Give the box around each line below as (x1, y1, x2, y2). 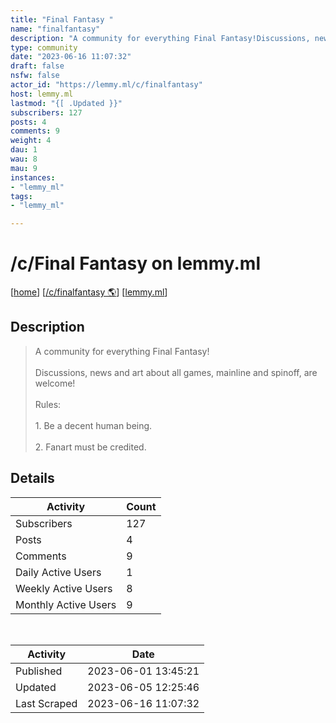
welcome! (34, 377, 76, 389)
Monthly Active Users (15, 597, 117, 611)
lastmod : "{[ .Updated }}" (10, 98, 123, 108)
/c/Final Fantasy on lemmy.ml (10, 252, 262, 275)
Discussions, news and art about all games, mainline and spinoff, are (34, 366, 318, 378)
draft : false (10, 61, 65, 71)
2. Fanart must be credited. (34, 441, 147, 453)
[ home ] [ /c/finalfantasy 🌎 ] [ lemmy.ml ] (10, 286, 168, 298)
